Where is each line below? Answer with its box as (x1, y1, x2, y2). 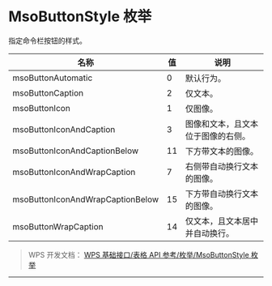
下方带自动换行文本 (185, 188, 259, 199)
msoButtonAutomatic (12, 72, 93, 83)
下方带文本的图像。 (185, 145, 259, 156)
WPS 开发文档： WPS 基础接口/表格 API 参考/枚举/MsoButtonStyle (28, 250, 249, 259)
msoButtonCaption (12, 87, 83, 98)
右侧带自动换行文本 (185, 160, 259, 172)
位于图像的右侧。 (185, 130, 251, 142)
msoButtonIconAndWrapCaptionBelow (12, 194, 159, 205)
